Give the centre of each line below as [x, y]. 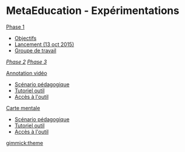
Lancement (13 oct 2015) [44, 44]
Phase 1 [15, 27]
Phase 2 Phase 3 [27, 62]
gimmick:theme [25, 143]
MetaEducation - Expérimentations [93, 11]
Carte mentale [23, 108]
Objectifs [25, 38]
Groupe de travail [35, 50]
